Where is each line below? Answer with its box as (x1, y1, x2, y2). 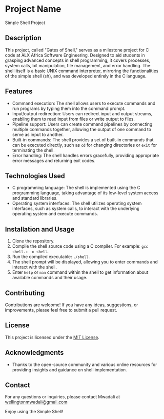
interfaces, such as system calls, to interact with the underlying (12, 206, 140, 211)
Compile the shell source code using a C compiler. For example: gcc (12, 243, 148, 249)
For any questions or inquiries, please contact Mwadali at (5, 394, 121, 400)
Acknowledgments (5, 348, 64, 357)
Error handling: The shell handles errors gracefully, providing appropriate (12, 152, 159, 158)
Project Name (5, 3, 61, 15)
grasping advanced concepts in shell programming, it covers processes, (5, 57, 150, 63)
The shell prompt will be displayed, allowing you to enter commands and (12, 259, 158, 265)
